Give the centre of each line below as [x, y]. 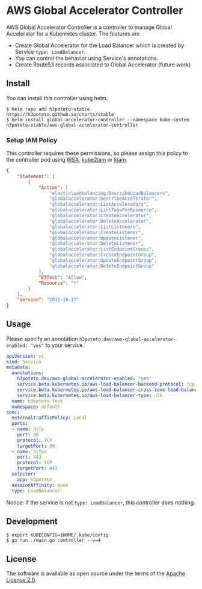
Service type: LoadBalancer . [50, 51]
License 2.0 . [21, 580]
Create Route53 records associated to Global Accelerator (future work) [103, 65]
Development [32, 521]
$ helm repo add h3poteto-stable [48, 109]
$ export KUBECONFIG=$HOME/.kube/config [58, 535]
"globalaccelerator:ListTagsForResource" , [103, 210]
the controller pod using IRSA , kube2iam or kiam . [67, 160]
